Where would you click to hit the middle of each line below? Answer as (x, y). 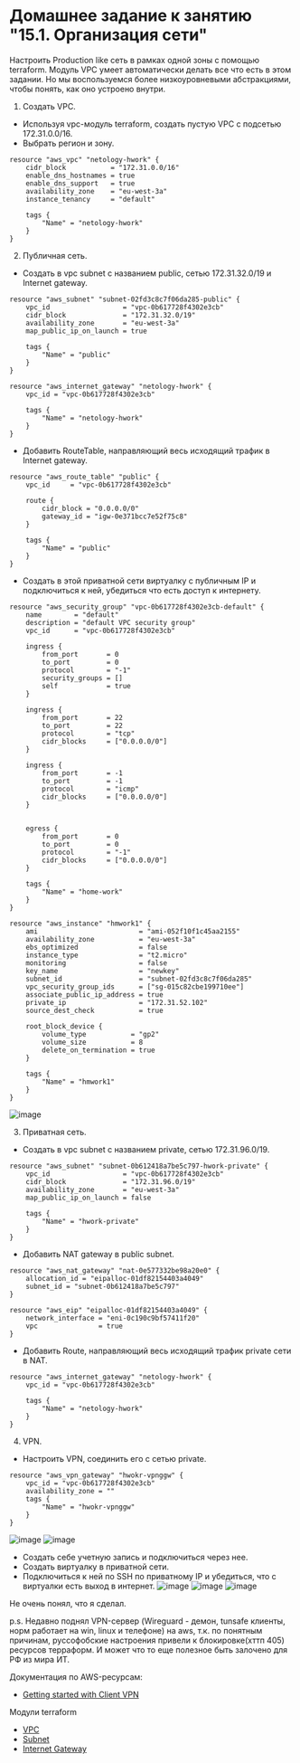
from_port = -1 (83, 773)
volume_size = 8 (93, 1042)
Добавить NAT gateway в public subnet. (98, 1254)
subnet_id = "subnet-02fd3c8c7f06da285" (139, 979)
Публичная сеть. (55, 255)
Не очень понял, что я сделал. (68, 1603)
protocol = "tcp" (89, 734)
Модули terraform (43, 1711)
